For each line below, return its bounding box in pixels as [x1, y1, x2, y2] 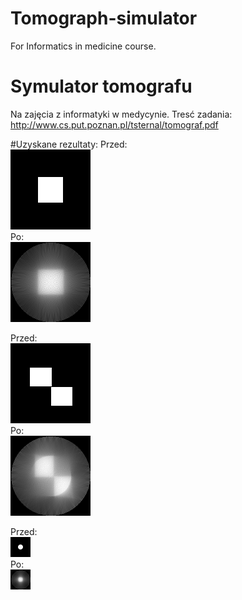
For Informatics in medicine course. [10, 40, 157, 52]
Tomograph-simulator [10, 7, 198, 30]
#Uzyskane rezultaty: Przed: [10, 138, 128, 150]
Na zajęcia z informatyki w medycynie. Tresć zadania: [10, 108, 233, 120]
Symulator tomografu [10, 75, 193, 98]
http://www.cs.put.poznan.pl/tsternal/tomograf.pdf [10, 118, 219, 131]
